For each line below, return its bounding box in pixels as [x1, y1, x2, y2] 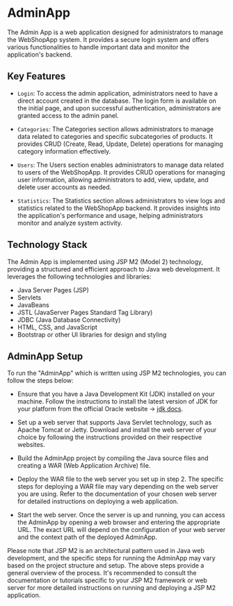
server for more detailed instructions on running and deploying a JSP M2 [7, 584, 216, 592]
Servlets [17, 293, 42, 302]
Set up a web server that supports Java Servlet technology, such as [17, 418, 212, 427]
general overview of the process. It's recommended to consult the [7, 569, 197, 577]
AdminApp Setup [7, 350, 83, 362]
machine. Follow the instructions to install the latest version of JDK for [17, 397, 218, 406]
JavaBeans [17, 300, 50, 309]
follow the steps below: [7, 376, 74, 385]
